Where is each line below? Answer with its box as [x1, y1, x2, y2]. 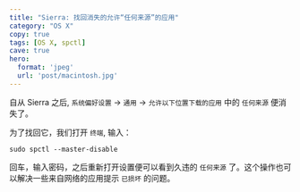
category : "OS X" [9, 21, 74, 30]
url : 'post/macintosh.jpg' [17, 71, 118, 80]
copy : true [9, 29, 50, 38]
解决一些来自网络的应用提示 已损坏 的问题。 [16, 172, 176, 183]
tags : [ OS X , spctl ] [9, 38, 87, 47]
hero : [9, 54, 30, 63]
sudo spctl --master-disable [9, 145, 118, 154]
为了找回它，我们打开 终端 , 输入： [9, 127, 132, 138]
